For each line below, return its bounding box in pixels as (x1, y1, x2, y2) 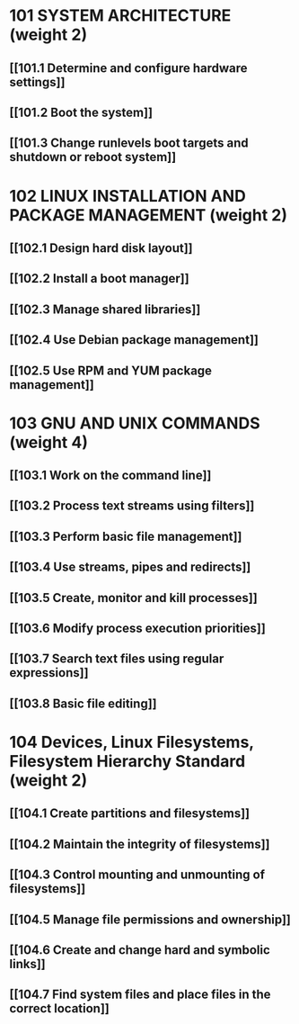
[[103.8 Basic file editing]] (9, 696, 157, 711)
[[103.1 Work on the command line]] (9, 468, 212, 483)
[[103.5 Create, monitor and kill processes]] (9, 590, 258, 606)
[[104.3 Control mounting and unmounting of (9, 867, 265, 883)
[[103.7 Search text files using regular (9, 651, 224, 667)
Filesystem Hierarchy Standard (9, 751, 246, 771)
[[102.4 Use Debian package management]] (9, 332, 259, 347)
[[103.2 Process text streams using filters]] (9, 499, 255, 514)
